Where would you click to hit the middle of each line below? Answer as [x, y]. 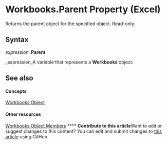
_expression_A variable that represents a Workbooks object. [69, 62]
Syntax [17, 40]
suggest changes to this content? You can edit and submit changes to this [83, 131]
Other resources [23, 114]
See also [19, 78]
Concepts [16, 91]
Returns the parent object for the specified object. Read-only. [70, 24]
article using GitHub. [27, 136]
